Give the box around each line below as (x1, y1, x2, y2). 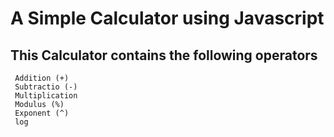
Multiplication (14, 91, 78, 101)
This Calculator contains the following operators (10, 47, 318, 64)
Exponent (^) (14, 108, 70, 118)
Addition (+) (14, 73, 70, 83)
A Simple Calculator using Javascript (10, 7, 325, 30)
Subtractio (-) (14, 82, 78, 92)
